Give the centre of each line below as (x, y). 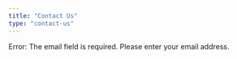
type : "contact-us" (41, 23)
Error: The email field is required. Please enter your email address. (119, 46)
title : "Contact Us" (43, 16)
